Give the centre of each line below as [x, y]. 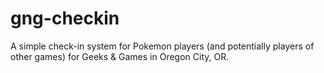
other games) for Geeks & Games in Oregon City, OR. [120, 56]
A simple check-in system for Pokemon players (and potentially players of [162, 46]
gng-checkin [65, 18]
